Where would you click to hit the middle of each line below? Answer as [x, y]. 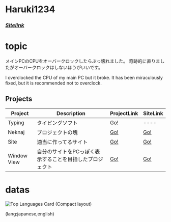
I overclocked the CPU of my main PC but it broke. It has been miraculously [84, 78]
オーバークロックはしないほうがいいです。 [59, 68]
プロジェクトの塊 [57, 132]
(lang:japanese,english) [30, 214]
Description [71, 113]
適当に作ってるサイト [62, 142]
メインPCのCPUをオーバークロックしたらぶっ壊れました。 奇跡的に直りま [83, 61]
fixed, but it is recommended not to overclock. [53, 83]
